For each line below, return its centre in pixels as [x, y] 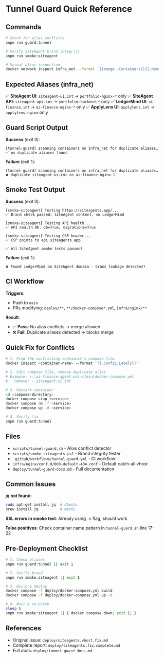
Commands [24, 27]
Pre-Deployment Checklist [47, 548]
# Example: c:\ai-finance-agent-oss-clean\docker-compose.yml [70, 376]
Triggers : [15, 293]
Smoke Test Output [35, 190]
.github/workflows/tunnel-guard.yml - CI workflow [64, 459]
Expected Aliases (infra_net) [50, 84]
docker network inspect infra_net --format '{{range [60, 69]
